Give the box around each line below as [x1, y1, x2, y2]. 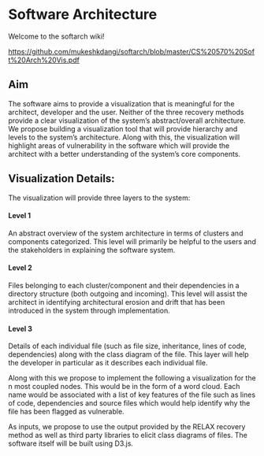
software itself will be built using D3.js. [8, 439, 134, 448]
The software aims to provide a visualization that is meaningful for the [8, 98, 235, 108]
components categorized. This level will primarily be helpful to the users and [8, 236, 256, 246]
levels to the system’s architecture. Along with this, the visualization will [8, 132, 240, 142]
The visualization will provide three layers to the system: [8, 193, 191, 202]
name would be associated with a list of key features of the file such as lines [8, 390, 256, 399]
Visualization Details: [8, 172, 116, 186]
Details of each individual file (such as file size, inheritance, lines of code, [8, 341, 247, 351]
